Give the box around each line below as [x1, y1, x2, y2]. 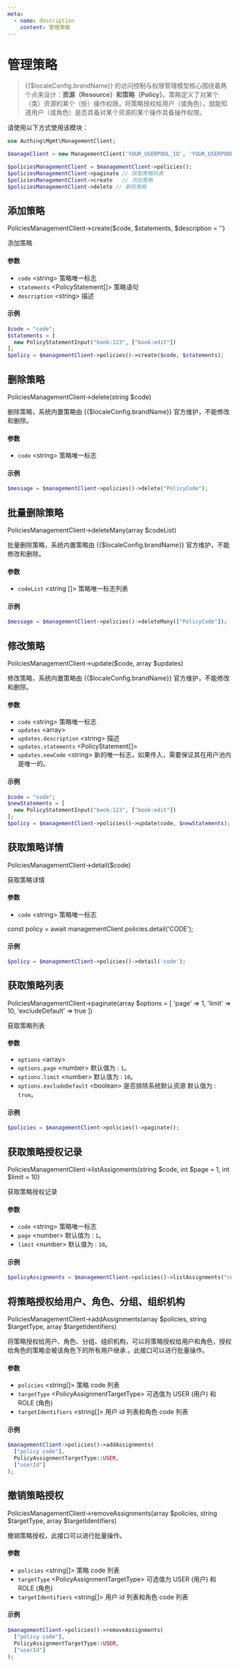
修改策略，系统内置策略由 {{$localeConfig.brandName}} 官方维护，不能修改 [7, 674, 230, 683]
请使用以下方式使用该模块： [7, 123, 89, 132]
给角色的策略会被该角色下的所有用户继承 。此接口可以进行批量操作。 [7, 1346, 208, 1355]
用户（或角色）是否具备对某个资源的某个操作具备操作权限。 [31, 108, 206, 117]
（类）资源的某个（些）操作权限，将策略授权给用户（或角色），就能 [24, 99, 222, 108]
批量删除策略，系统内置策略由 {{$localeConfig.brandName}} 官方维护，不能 [7, 541, 230, 549]
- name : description [14, 17, 75, 24]
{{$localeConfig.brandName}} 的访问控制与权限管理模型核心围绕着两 [24, 81, 228, 90]
